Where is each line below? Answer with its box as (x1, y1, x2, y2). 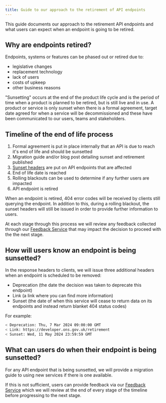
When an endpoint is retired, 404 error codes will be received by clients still (5, 196, 161, 201)
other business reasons (12, 85, 61, 91)
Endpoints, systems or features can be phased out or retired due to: (5, 54, 144, 60)
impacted (12, 181, 32, 187)
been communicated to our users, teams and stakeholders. (5, 116, 126, 122)
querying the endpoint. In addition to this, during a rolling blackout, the (5, 201, 150, 207)
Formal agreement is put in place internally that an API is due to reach (12, 143, 155, 150)
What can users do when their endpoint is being (5, 346, 157, 354)
